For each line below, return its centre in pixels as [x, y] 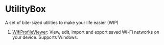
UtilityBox [25, 9]
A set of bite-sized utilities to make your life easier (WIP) [62, 22]
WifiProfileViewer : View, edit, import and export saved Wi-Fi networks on [86, 32]
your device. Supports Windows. [45, 37]
